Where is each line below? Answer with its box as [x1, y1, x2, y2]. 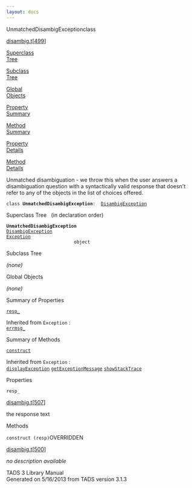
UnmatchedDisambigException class [6, 25, 96, 33]
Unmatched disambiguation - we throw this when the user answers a [6, 176, 178, 183]
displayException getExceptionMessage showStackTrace [6, 366, 142, 372]
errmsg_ [6, 325, 26, 331]
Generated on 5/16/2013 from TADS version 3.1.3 [6, 475, 127, 483]
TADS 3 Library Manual [6, 469, 64, 476]
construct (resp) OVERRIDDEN [6, 434, 83, 441]
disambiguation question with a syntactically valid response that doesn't [6, 182, 186, 190]
